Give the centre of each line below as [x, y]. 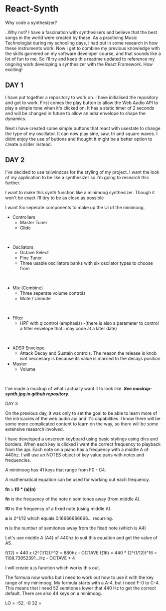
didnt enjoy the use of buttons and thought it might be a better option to [79, 139]
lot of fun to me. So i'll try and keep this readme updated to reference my [80, 59]
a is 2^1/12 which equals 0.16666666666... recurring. [59, 518]
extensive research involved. [35, 429]
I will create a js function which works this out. [53, 567]
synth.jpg [15, 394]
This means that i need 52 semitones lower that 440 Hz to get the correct [81, 588]
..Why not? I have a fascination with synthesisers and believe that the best [81, 32]
